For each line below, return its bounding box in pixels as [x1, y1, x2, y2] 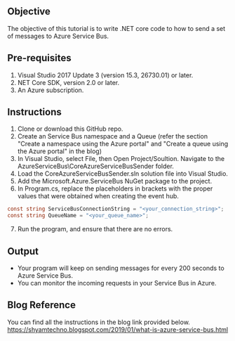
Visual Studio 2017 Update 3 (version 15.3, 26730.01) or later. [17, 70, 194, 79]
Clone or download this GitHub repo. [17, 124, 123, 133]
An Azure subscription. [17, 86, 84, 94]
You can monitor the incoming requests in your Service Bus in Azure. [17, 279, 217, 287]
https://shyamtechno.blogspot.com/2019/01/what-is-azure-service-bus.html [7, 325, 229, 333]
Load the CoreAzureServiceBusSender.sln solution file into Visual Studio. [17, 169, 228, 178]
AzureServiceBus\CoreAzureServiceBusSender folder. [17, 162, 174, 171]
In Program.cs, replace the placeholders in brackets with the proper [17, 184, 213, 193]
